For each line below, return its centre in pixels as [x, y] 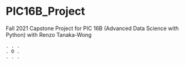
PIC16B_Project [45, 11]
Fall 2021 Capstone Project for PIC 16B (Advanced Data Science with [92, 28]
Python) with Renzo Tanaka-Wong [49, 34]
